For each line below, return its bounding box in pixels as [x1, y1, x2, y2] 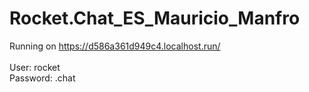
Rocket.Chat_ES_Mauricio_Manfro [9, 7, 301, 30]
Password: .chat [9, 72, 76, 84]
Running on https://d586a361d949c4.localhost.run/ [9, 40, 221, 52]
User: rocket [9, 61, 61, 73]
